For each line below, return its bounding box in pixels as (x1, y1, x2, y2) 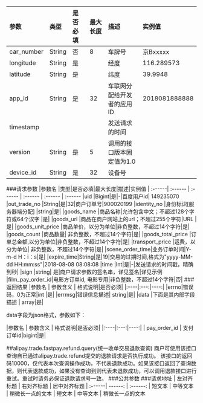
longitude (9, 59, 36, 67)
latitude (9, 70, 31, 78)
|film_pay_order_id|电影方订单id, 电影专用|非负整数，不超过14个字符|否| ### (6, 276, 195, 283)
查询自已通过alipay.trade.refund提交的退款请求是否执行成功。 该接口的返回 (6, 352, 193, 359)
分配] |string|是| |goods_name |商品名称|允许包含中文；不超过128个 (22, 208, 190, 215)
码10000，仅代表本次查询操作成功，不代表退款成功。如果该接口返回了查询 (6, 359, 192, 367)
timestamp (9, 123, 40, 131)
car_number (9, 48, 44, 56)
